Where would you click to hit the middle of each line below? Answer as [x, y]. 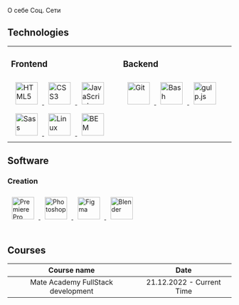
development [71, 291]
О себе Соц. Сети [34, 10]
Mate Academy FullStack [72, 282]
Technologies [38, 32]
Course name [72, 270]
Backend [141, 64]
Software [28, 161]
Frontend [30, 64]
